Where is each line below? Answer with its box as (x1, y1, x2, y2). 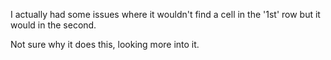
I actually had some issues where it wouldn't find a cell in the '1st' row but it (10, 9, 321, 20)
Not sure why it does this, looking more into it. (10, 39, 200, 50)
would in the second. (10, 19, 97, 31)
